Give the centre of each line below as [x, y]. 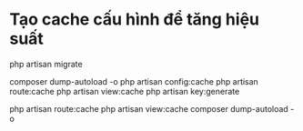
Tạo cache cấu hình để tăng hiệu [134, 20]
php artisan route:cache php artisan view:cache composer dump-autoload [149, 108]
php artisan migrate [46, 64]
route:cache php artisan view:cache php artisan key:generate [125, 91]
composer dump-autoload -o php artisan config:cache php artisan [134, 81]
